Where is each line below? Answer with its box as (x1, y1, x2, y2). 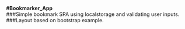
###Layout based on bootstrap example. (6, 17, 104, 23)
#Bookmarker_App (6, 5, 53, 11)
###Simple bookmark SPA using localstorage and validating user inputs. (6, 11, 180, 18)
